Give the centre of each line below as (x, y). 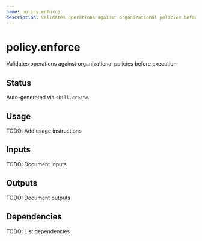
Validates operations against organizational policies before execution (91, 64)
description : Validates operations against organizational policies (94, 17)
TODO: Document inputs (37, 164)
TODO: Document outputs (38, 198)
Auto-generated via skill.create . (48, 98)
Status (19, 83)
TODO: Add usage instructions (44, 131)
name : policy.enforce (33, 12)
